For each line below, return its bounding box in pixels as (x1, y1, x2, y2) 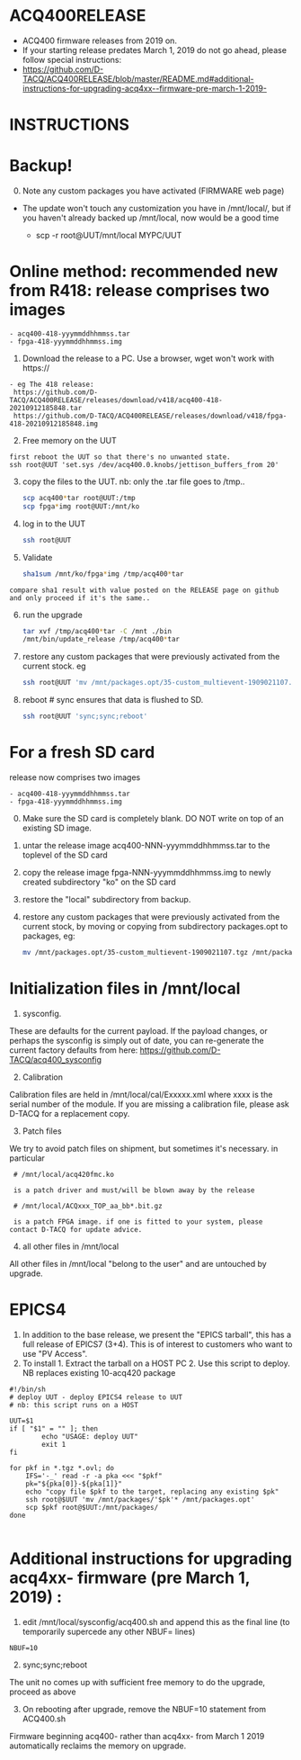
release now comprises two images (9, 771, 141, 783)
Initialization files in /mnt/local (9, 978, 241, 999)
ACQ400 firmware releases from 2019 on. (22, 35, 178, 46)
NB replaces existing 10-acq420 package (22, 1367, 176, 1378)
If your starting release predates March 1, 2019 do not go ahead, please (22, 44, 288, 55)
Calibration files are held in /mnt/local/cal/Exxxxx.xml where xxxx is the (9, 1089, 273, 1100)
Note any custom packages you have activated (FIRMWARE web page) (22, 185, 285, 196)
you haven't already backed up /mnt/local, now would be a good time (22, 212, 279, 223)
